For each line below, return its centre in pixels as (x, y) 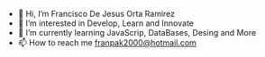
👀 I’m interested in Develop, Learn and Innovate (105, 23)
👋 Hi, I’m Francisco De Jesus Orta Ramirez (96, 14)
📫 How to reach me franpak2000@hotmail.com (107, 43)
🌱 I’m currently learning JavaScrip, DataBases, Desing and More (137, 33)
